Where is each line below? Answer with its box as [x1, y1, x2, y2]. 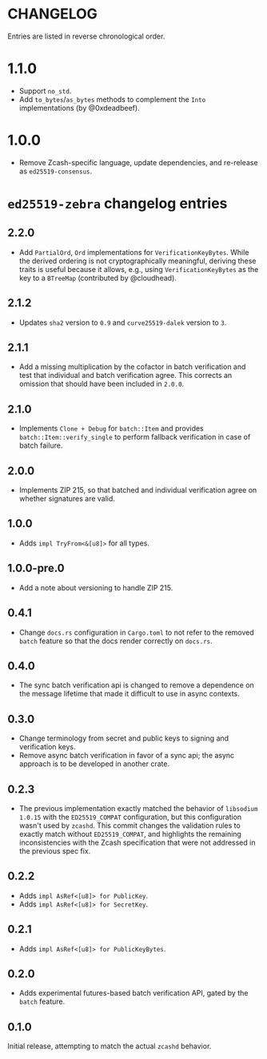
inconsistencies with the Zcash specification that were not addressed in [18, 838, 256, 847]
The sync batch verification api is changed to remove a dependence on [18, 680, 255, 690]
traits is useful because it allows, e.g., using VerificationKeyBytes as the [18, 264, 259, 274]
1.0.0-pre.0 [7, 562, 65, 575]
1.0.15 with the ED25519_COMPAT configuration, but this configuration [18, 812, 242, 822]
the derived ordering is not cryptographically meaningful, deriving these [18, 256, 257, 266]
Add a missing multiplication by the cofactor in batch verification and [18, 362, 246, 371]
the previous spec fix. [18, 846, 91, 855]
